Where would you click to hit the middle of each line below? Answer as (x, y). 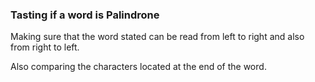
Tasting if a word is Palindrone (85, 15)
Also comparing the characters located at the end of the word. (138, 67)
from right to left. (45, 47)
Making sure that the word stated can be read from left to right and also (157, 37)
